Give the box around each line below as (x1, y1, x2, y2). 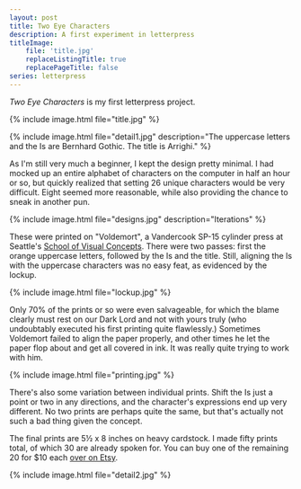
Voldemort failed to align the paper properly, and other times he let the (9, 333, 270, 343)
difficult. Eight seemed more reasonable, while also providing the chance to (9, 186, 289, 198)
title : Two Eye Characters (9, 22, 111, 31)
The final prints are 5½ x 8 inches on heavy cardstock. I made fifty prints (9, 432, 279, 443)
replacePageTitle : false (25, 64, 119, 73)
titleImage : (9, 38, 54, 48)
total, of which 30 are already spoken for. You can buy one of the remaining (9, 442, 289, 453)
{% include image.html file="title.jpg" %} (9, 113, 160, 124)
